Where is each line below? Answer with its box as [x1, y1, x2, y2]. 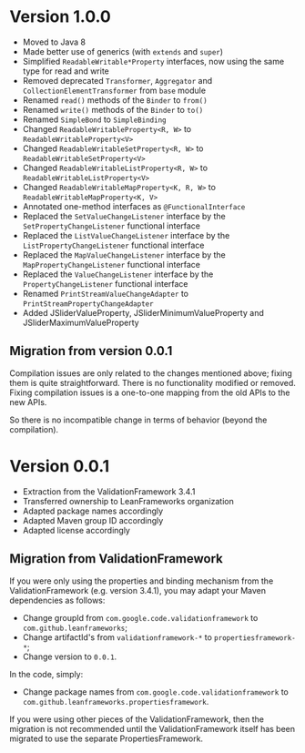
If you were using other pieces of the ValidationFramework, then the [9, 713, 264, 725]
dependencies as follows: [9, 595, 106, 605]
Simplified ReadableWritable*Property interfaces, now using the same [22, 56, 285, 66]
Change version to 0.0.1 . [22, 651, 117, 662]
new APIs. [9, 396, 47, 407]
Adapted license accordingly [22, 524, 130, 535]
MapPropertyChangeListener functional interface [22, 259, 201, 270]
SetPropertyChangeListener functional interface [22, 220, 201, 231]
